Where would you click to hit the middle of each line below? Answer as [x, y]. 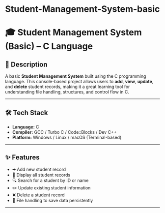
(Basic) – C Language [49, 46]
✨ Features [22, 158]
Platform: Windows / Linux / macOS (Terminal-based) [67, 137]
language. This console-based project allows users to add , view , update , [79, 82]
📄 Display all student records [41, 175]
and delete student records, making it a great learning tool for [68, 87]
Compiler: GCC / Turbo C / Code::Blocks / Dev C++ [64, 132]
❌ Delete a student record [38, 195]
